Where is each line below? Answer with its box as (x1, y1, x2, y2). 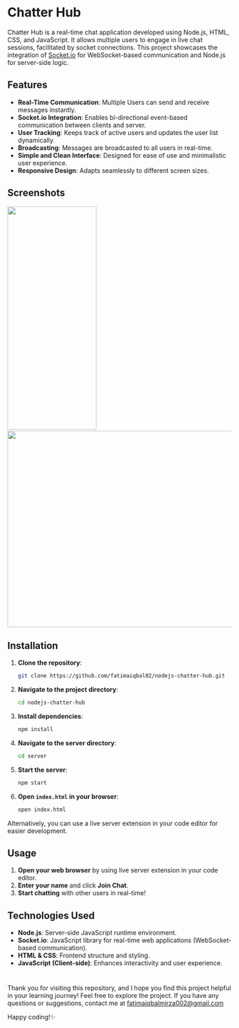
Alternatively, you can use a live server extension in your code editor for (7, 819, 218, 827)
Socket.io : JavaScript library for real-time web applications (17, 936, 192, 944)
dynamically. (17, 136, 55, 144)
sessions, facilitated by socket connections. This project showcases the (7, 43, 218, 51)
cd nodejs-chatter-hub (17, 699, 85, 707)
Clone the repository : (17, 658, 83, 667)
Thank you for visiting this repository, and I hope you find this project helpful (7, 984, 231, 992)
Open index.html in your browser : (17, 792, 119, 800)
